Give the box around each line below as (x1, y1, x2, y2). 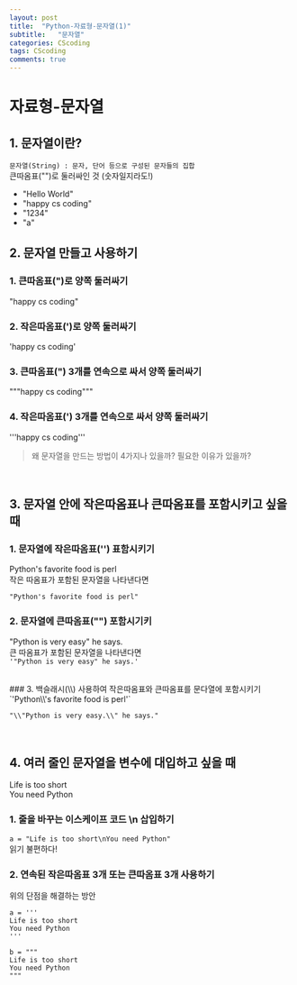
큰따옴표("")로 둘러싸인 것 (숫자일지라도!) (9, 170, 154, 181)
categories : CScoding (9, 38, 91, 48)
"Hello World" (22, 188, 74, 199)
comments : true (9, 55, 67, 64)
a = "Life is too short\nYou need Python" (9, 835, 171, 844)
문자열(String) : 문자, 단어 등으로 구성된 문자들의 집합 (9, 161, 195, 170)
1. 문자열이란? (9, 135, 83, 150)
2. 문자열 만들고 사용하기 (9, 245, 138, 261)
